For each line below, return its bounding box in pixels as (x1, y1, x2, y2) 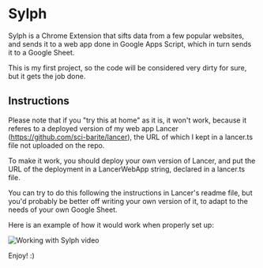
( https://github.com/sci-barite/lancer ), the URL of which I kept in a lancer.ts (8, 132, 254, 142)
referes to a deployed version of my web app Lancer (8, 123, 179, 133)
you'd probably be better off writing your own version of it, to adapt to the (8, 196, 249, 206)
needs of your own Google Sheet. (8, 205, 118, 214)
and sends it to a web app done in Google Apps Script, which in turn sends (8, 39, 252, 48)
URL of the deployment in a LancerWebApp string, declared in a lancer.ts (8, 164, 246, 174)
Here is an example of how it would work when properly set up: (8, 220, 215, 229)
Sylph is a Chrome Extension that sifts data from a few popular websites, (8, 31, 245, 40)
